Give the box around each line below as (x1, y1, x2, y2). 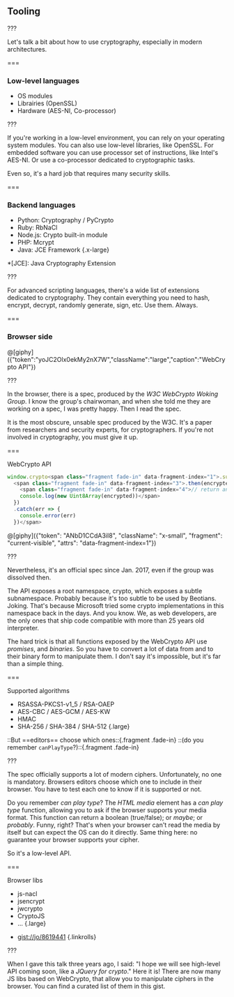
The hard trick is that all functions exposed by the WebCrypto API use (7, 637, 208, 646)
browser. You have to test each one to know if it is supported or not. (7, 784, 202, 793)
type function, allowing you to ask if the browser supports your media (7, 805, 207, 814)
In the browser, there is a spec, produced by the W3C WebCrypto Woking (7, 390, 219, 398)
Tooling (7, 6, 40, 17)
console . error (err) (19, 512, 77, 519)
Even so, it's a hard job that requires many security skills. (7, 169, 171, 178)
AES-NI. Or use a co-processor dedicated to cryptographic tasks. (7, 156, 195, 165)
